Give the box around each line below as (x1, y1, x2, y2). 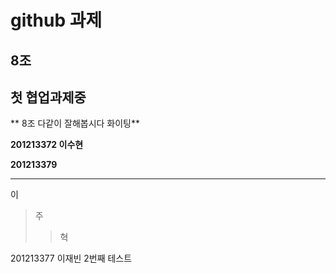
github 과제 (10, 9, 103, 32)
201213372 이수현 (10, 139, 84, 151)
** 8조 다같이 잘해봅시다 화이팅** (10, 117, 141, 130)
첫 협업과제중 (10, 89, 87, 106)
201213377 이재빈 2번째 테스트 (10, 252, 133, 265)
